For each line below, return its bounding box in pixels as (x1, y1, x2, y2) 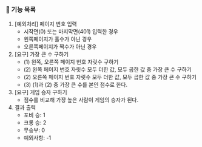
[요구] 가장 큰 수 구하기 (14, 50, 69, 58)
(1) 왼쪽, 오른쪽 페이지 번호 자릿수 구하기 (23, 58, 119, 66)
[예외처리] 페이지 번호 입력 (14, 20, 77, 28)
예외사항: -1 (23, 134, 52, 142)
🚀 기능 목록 (5, 5, 36, 13)
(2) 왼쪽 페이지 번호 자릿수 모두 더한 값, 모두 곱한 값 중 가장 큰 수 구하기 (23, 66, 192, 73)
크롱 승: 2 (23, 119, 47, 126)
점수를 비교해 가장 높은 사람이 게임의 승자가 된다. (23, 96, 139, 104)
